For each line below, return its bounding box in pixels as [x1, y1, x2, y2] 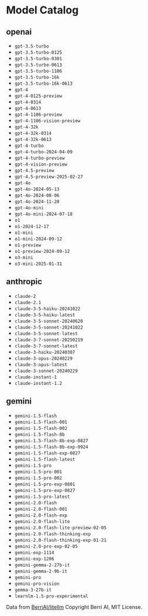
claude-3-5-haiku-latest [14, 312, 75, 318]
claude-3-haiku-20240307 [14, 349, 75, 355]
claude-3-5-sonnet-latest [14, 331, 78, 336]
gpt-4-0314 [14, 99, 42, 105]
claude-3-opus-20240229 [14, 355, 73, 362]
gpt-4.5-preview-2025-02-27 [14, 174, 83, 180]
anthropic [6, 277, 43, 287]
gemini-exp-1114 [14, 549, 54, 556]
